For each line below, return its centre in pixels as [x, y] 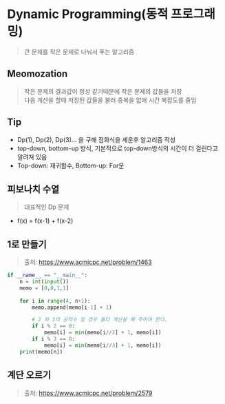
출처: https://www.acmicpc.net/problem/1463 [88, 262]
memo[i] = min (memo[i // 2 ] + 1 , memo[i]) [103, 333]
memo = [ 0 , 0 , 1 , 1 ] [44, 288]
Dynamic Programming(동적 [88, 14]
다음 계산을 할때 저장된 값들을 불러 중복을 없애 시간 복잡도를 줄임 [110, 100]
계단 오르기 [29, 375]
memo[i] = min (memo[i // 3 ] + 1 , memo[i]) [103, 345]
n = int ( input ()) [44, 282]
